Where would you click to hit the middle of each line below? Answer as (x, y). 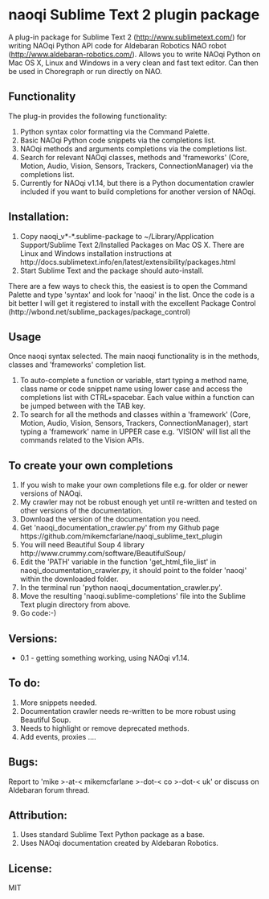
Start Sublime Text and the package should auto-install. (112, 270)
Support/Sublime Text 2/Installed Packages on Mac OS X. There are (132, 245)
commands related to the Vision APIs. (82, 440)
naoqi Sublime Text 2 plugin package (134, 15)
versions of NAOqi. (51, 493)
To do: (24, 683)
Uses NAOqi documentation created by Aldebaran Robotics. (119, 843)
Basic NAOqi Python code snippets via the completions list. (118, 140)
